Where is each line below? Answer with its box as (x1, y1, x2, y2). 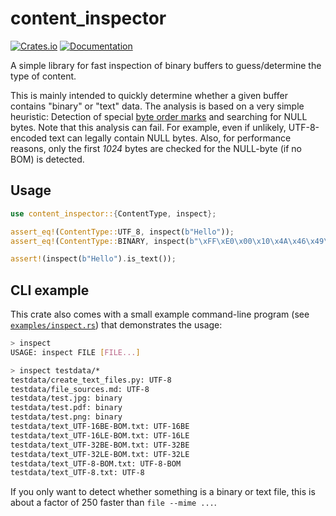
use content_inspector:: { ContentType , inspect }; (10, 208, 217, 219)
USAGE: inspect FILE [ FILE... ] (10, 347, 141, 357)
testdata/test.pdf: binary (10, 403, 123, 413)
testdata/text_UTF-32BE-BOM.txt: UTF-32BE (10, 440, 190, 450)
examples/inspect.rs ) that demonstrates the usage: (10, 319, 223, 331)
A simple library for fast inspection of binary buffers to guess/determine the (10, 59, 322, 71)
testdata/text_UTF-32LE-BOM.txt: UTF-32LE (10, 449, 190, 459)
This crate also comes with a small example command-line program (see (10, 308, 310, 321)
